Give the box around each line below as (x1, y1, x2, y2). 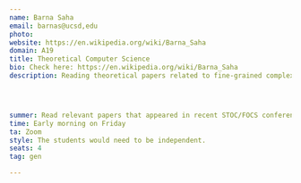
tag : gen (9, 153, 42, 162)
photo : (9, 29, 34, 38)
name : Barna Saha (9, 12, 74, 22)
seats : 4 (9, 144, 42, 153)
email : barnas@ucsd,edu (9, 21, 99, 30)
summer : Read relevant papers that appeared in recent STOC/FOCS (9, 111, 258, 120)
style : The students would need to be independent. (9, 136, 206, 145)
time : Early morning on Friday (9, 119, 126, 128)
